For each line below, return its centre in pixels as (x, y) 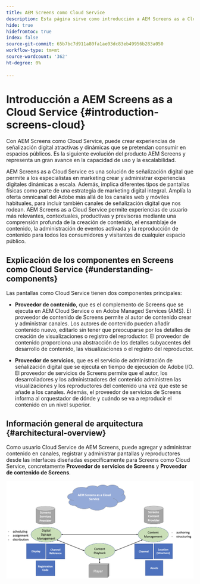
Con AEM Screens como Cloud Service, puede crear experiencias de (91, 141)
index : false (22, 38)
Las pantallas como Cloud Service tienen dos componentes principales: (94, 293)
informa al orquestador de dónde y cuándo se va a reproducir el (93, 399)
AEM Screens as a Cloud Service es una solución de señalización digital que (100, 172)
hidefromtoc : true (29, 32)
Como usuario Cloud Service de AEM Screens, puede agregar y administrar (99, 448)
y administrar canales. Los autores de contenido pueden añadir (92, 324)
